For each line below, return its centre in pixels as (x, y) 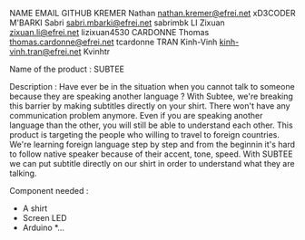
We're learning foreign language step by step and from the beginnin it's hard (152, 144)
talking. (23, 173)
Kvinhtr (97, 52)
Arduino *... (44, 227)
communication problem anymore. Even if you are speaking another (136, 115)
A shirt (35, 208)
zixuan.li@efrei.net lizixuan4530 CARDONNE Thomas (109, 32)
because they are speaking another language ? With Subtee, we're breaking (151, 96)
